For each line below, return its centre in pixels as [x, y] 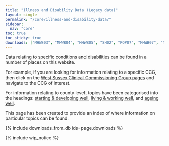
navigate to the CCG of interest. [38, 83]
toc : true [16, 33]
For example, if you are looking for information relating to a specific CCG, [81, 72]
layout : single [21, 15]
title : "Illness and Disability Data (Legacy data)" [62, 10]
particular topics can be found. [37, 118]
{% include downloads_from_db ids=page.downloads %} [64, 128]
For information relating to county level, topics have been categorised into [82, 92]
